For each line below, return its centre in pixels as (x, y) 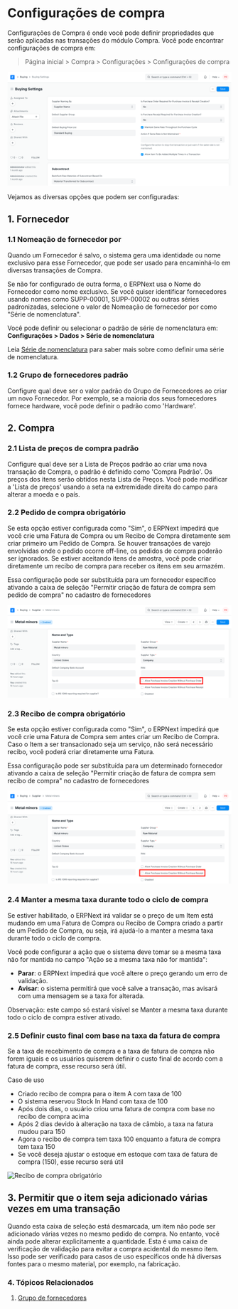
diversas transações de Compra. (55, 270)
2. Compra (31, 428)
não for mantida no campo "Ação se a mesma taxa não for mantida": (108, 959)
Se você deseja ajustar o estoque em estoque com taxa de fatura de (118, 1155)
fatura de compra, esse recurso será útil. (67, 1066)
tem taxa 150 (36, 1147)
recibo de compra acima (53, 1117)
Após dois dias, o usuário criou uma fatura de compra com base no (116, 1109)
